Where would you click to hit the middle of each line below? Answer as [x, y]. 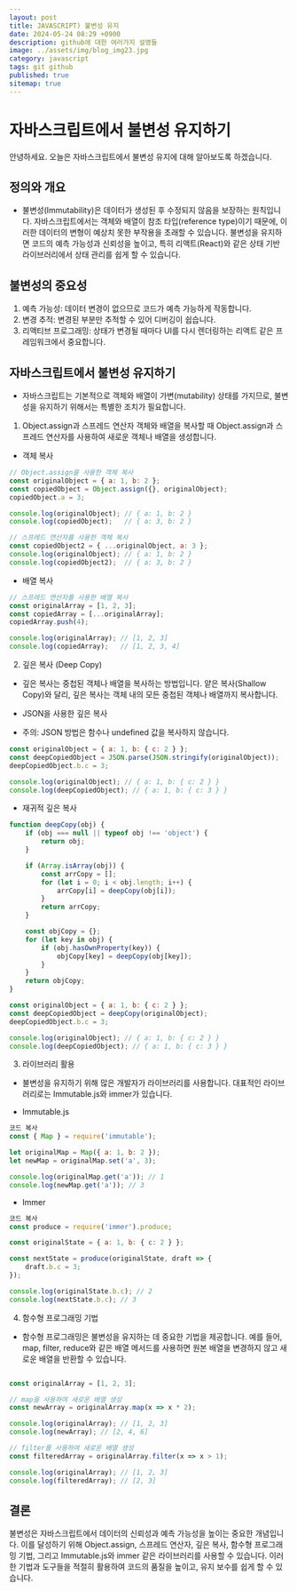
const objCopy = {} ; [63, 931]
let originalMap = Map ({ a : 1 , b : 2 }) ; [85, 1153]
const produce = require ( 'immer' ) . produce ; [91, 1227]
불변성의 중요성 [48, 285]
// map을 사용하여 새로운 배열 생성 [66, 1399]
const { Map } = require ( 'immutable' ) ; [83, 1137]
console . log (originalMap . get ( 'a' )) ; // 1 [87, 1177]
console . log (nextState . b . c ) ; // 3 [73, 1299]
